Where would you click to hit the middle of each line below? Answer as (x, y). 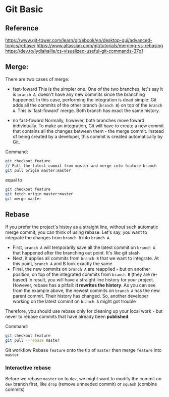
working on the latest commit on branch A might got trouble (74, 301)
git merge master (23, 199)
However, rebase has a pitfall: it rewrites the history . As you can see (84, 285)
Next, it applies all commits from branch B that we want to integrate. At (86, 258)
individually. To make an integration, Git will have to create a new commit (88, 126)
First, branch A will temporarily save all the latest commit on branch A (84, 247)
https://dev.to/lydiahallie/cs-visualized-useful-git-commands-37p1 (74, 51)
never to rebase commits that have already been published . (67, 316)
